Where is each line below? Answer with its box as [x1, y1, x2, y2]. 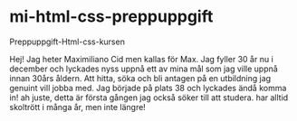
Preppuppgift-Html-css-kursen [9, 36, 125, 47]
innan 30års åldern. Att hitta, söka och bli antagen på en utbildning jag [9, 72, 272, 83]
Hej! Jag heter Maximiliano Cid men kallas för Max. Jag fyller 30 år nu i [9, 53, 273, 64]
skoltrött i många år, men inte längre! [9, 101, 147, 112]
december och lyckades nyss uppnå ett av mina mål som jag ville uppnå [9, 63, 278, 74]
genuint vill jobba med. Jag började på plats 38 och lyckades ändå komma [9, 82, 287, 93]
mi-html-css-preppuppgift [9, 6, 214, 27]
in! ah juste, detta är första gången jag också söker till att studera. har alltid [9, 92, 289, 103]
